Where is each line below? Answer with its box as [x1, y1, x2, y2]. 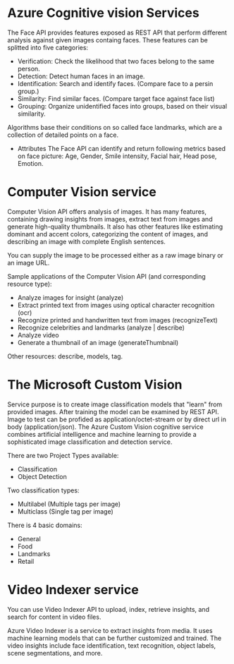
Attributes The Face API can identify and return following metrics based [17, 144, 226, 152]
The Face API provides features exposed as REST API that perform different [7, 28, 228, 37]
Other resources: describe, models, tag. [7, 351, 123, 361]
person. [17, 64, 40, 73]
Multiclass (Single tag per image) [17, 507, 114, 516]
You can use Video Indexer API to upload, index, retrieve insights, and [7, 605, 210, 613]
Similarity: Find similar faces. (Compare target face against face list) [17, 94, 215, 103]
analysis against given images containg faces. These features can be [7, 35, 208, 44]
